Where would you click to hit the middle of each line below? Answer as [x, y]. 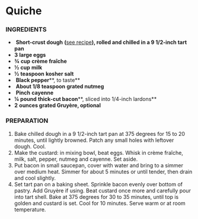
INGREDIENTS [26, 30]
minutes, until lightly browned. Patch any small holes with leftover [94, 140]
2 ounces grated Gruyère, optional [58, 106]
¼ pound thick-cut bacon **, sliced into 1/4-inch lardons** [85, 99]
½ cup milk [28, 68]
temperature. [30, 210]
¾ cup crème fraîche [41, 61]
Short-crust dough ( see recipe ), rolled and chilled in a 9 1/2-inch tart [101, 42]
